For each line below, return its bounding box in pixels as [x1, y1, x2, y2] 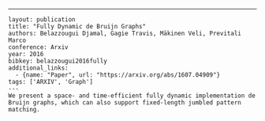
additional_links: [8, 64, 69, 72]
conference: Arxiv [8, 43, 69, 51]
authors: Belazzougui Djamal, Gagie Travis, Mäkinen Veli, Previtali [8, 29, 242, 37]
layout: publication [8, 16, 77, 24]
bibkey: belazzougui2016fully [8, 57, 108, 65]
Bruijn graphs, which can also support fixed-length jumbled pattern [8, 99, 242, 107]
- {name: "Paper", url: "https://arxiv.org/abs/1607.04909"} [15, 71, 221, 79]
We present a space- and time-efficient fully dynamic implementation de [8, 92, 256, 100]
